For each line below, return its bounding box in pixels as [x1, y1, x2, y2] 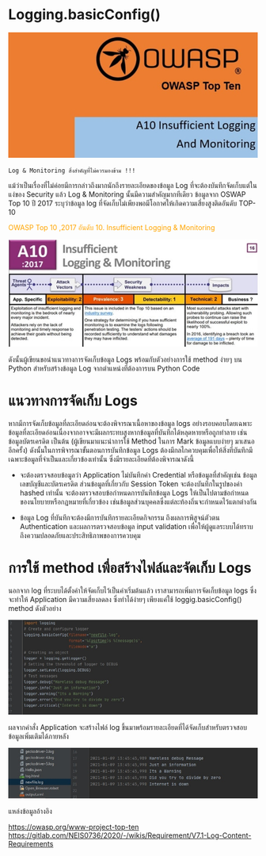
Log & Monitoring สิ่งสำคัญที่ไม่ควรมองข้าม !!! [8, 167, 136, 175]
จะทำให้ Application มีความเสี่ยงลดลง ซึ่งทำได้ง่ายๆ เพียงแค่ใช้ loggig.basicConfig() [8, 595, 242, 605]
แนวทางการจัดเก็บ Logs [8, 392, 139, 410]
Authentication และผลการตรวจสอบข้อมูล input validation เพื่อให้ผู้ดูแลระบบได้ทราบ [19, 522, 253, 532]
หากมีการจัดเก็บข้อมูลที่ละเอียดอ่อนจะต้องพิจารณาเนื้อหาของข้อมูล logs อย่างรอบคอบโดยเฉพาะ [8, 419, 253, 428]
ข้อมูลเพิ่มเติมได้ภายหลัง [8, 731, 69, 741]
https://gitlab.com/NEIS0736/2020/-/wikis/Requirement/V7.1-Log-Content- [8, 831, 252, 840]
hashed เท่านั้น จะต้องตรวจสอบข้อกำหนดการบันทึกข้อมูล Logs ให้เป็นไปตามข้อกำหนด [19, 488, 249, 497]
